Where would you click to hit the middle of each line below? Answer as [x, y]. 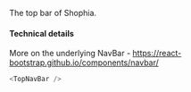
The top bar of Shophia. [53, 13]
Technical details [42, 33]
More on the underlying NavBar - [70, 54]
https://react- [157, 54]
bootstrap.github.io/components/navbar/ [84, 63]
